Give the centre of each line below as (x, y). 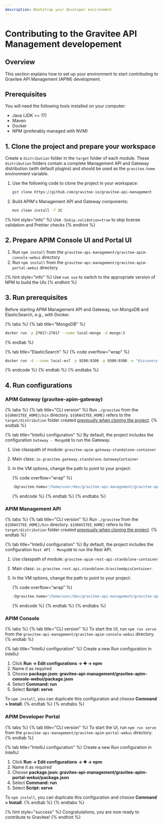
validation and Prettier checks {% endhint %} (50, 225)
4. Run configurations (39, 385)
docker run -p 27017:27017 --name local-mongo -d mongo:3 (65, 333)
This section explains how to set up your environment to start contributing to (81, 74)
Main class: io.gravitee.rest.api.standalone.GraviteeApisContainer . (82, 569)
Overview (20, 62)
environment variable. (27, 174)
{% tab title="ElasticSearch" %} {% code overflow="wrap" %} (67, 351)
